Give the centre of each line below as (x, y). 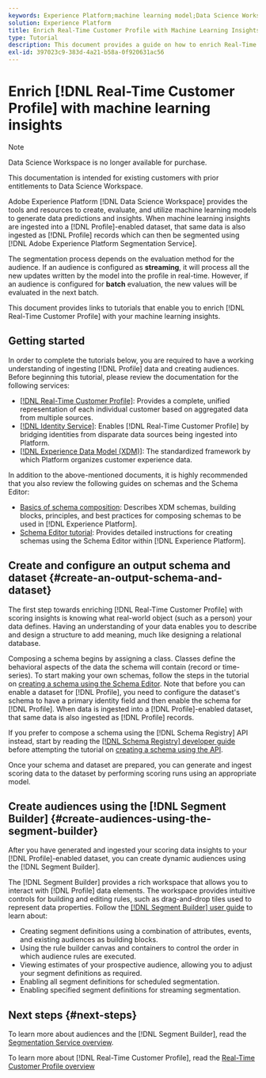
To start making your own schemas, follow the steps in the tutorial (142, 675)
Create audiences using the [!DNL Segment (117, 806)
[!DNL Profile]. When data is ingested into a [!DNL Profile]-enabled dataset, (131, 708)
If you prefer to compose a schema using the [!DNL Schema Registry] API (128, 732)
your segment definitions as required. (81, 974)
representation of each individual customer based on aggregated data (134, 409)
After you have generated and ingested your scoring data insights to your (128, 850)
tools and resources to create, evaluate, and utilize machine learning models (133, 210)
